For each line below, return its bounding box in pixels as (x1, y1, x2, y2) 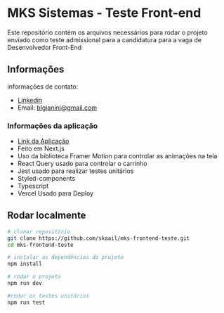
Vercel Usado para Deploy (17, 189, 93, 198)
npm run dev (7, 280, 42, 287)
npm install (7, 260, 42, 268)
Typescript (17, 181, 49, 191)
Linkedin (17, 96, 43, 104)
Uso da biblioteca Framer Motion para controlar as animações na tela (17, 152, 218, 160)
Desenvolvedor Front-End (7, 43, 82, 51)
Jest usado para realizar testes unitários (17, 167, 134, 175)
